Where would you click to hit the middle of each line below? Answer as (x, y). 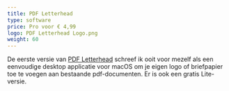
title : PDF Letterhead (40, 14)
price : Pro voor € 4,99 (42, 26)
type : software (29, 20)
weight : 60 (23, 40)
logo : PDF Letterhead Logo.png (53, 33)
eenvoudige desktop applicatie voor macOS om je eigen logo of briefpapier (115, 67)
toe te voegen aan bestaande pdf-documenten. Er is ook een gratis (103, 74)
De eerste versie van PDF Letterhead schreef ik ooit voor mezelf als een (110, 59)
